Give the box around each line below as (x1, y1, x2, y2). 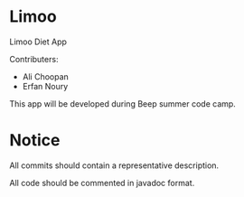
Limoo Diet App (9, 36, 68, 47)
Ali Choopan (22, 70, 70, 82)
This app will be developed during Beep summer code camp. (9, 98, 237, 109)
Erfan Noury (22, 80, 69, 91)
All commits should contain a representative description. (9, 160, 220, 171)
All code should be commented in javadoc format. (9, 177, 195, 188)
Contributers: (9, 53, 59, 64)
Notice (9, 130, 61, 151)
